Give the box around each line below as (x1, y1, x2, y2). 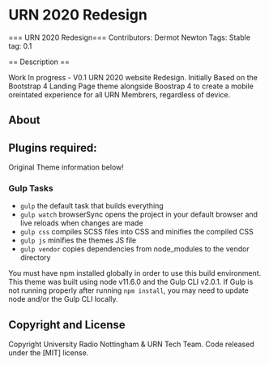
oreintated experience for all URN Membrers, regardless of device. (8, 89, 231, 99)
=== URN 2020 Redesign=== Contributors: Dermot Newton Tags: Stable (8, 32, 251, 42)
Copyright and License (8, 318, 126, 332)
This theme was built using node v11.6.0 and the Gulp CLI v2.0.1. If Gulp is (8, 277, 254, 287)
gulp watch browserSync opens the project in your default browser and (19, 209, 258, 220)
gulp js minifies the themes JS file (19, 235, 137, 245)
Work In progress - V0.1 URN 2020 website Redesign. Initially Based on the (8, 72, 258, 82)
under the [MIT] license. (8, 348, 89, 358)
